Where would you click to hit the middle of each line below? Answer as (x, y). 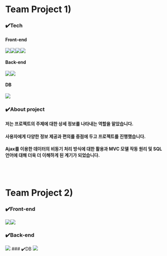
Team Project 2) (39, 193)
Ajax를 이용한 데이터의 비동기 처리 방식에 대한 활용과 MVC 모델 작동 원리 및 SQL (84, 149)
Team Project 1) (38, 9)
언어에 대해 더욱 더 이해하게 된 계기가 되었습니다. (53, 155)
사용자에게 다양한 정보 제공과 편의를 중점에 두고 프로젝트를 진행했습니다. (75, 136)
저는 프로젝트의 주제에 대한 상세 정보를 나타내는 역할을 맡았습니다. (69, 124)
